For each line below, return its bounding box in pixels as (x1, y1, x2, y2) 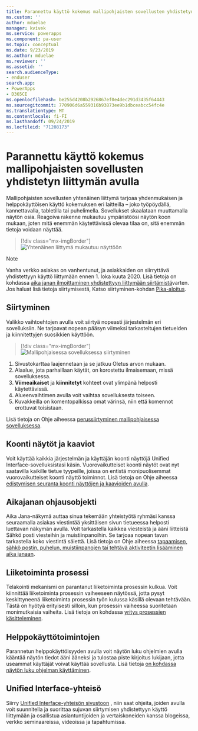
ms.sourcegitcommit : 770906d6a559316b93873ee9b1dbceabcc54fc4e (6, 102, 165, 108)
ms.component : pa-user (6, 36, 62, 42)
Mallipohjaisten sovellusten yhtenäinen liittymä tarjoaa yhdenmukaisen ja (6, 194, 183, 201)
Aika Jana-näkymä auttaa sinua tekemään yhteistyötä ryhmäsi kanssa (6, 513, 176, 520)
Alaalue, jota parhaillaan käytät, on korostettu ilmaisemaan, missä (14, 366, 173, 373)
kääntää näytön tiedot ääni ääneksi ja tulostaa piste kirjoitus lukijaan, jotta (6, 654, 184, 661)
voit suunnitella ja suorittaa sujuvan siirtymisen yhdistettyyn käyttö (6, 706, 168, 713)
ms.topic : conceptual (6, 42, 60, 48)
